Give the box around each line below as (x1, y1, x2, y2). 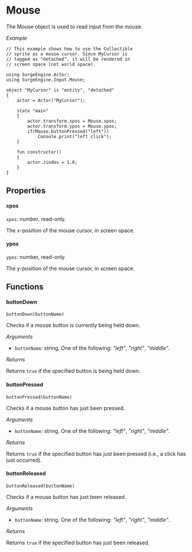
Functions (6, 282, 44, 292)
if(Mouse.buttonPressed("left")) (27, 128, 110, 134)
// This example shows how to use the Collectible (6, 45, 133, 52)
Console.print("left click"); (37, 133, 112, 139)
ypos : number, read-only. (6, 253, 67, 260)
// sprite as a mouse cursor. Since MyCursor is (6, 51, 128, 57)
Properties (6, 186, 46, 196)
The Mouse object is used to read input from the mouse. (6, 23, 143, 30)
